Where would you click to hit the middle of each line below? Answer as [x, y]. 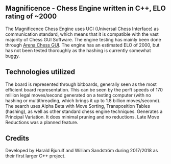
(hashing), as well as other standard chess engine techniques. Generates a [84, 111]
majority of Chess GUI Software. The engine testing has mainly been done [83, 39]
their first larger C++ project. [35, 156]
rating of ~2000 [31, 17]
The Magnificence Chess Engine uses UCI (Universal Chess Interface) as [82, 29]
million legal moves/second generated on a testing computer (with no [78, 95]
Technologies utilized [40, 72]
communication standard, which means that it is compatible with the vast [82, 34]
